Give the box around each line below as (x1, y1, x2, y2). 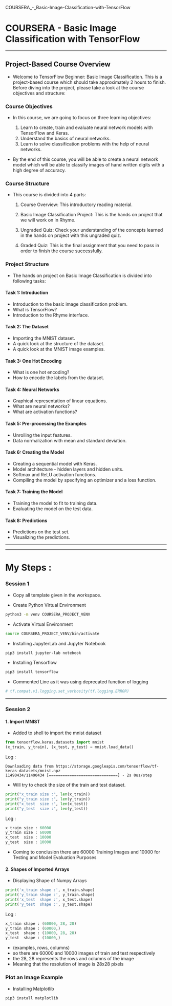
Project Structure (5, 260, 49, 268)
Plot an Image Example (5, 974, 63, 981)
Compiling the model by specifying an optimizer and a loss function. (12, 477, 157, 483)
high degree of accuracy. (12, 167, 66, 174)
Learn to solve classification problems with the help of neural (20, 141, 149, 147)
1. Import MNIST (5, 718, 40, 724)
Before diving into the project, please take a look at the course (12, 84, 144, 90)
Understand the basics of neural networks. (20, 136, 111, 142)
